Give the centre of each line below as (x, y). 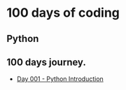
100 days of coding (63, 13)
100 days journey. (47, 62)
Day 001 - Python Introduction (60, 79)
